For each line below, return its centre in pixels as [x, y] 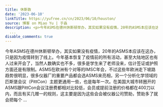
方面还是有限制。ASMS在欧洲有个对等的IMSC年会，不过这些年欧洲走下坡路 [80, 69]
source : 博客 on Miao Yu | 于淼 [36, 23]
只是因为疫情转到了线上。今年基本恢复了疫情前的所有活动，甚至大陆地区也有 [81, 57]
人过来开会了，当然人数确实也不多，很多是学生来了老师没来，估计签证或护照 [81, 63]
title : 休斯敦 [18, 9]
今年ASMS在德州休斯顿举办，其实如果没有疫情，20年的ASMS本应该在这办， [81, 51]
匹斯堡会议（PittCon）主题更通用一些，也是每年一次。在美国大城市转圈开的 [81, 81]
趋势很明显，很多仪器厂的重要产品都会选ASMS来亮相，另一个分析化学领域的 [81, 75]
